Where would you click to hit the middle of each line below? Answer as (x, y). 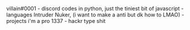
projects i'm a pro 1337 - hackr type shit (56, 21)
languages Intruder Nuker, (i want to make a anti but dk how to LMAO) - (95, 15)
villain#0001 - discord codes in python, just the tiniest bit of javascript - (95, 9)
